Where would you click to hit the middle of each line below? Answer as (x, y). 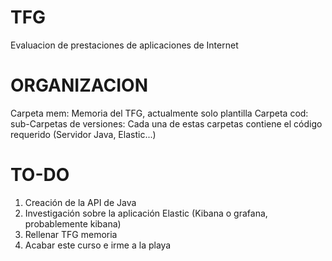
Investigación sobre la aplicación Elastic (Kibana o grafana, (146, 213)
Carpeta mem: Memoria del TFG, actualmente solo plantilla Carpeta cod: (159, 113)
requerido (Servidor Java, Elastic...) (83, 134)
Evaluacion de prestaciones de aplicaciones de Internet (124, 45)
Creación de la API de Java (80, 202)
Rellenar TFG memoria (71, 234)
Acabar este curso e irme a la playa (98, 245)
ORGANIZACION (79, 85)
